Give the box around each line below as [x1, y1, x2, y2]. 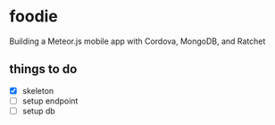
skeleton [21, 85, 54, 96]
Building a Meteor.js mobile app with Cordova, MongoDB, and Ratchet [9, 36, 266, 46]
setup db [21, 105, 55, 116]
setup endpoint [21, 96, 79, 106]
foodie [9, 6, 58, 27]
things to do [9, 62, 78, 77]
